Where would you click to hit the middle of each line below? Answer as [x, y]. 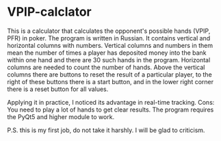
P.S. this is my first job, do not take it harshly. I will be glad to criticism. [106, 130]
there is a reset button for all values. [58, 89]
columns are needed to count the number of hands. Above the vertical [106, 67]
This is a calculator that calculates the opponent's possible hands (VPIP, [109, 31]
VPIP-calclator [50, 12]
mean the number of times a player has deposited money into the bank [107, 53]
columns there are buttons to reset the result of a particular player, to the [109, 74]
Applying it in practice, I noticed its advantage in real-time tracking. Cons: [111, 102]
